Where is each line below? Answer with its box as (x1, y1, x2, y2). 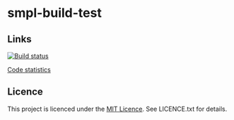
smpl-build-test (7, 5, 103, 21)
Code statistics (7, 66, 51, 73)
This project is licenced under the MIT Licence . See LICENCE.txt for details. (7, 104, 228, 113)
